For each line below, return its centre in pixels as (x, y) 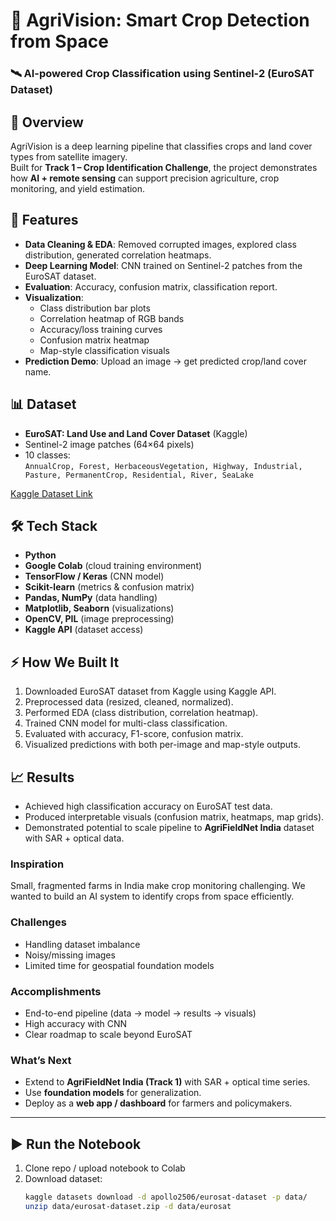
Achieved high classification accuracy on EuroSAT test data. (148, 806)
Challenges (38, 922)
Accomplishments (56, 991)
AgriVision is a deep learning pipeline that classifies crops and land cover (161, 146)
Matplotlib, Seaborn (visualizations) (99, 608)
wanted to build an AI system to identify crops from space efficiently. (152, 896)
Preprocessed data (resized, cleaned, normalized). (129, 702)
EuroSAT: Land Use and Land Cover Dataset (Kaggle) (136, 433)
